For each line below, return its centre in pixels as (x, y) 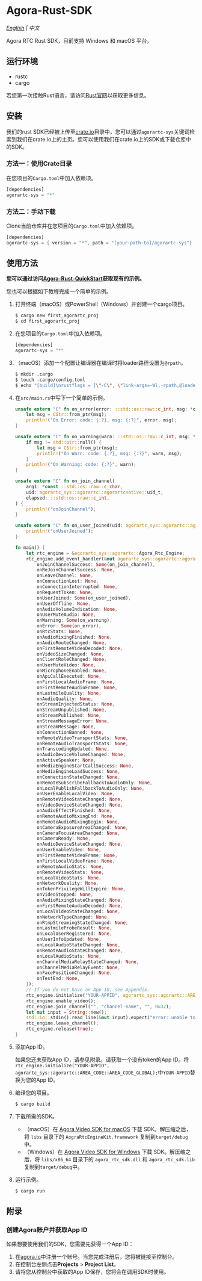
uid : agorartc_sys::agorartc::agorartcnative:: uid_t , (95, 492)
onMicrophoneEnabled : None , (72, 671)
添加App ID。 (31, 1047)
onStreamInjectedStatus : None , (76, 704)
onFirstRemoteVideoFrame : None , (77, 855)
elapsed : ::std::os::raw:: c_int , (68, 498)
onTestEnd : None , (58, 979)
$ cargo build (32, 1104)
